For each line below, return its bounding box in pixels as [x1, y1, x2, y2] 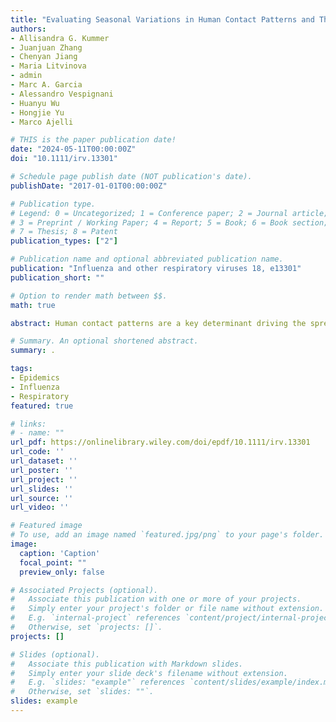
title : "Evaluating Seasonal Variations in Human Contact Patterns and [10, 14, 315, 25]
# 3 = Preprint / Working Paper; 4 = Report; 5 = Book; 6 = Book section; [10, 217, 329, 228]
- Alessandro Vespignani [10, 89, 114, 99]
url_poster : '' [10, 465, 74, 475]
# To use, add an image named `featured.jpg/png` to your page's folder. [10, 530, 325, 540]
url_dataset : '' [10, 456, 78, 466]
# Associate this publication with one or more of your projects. [10, 594, 302, 605]
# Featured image [10, 521, 83, 531]
